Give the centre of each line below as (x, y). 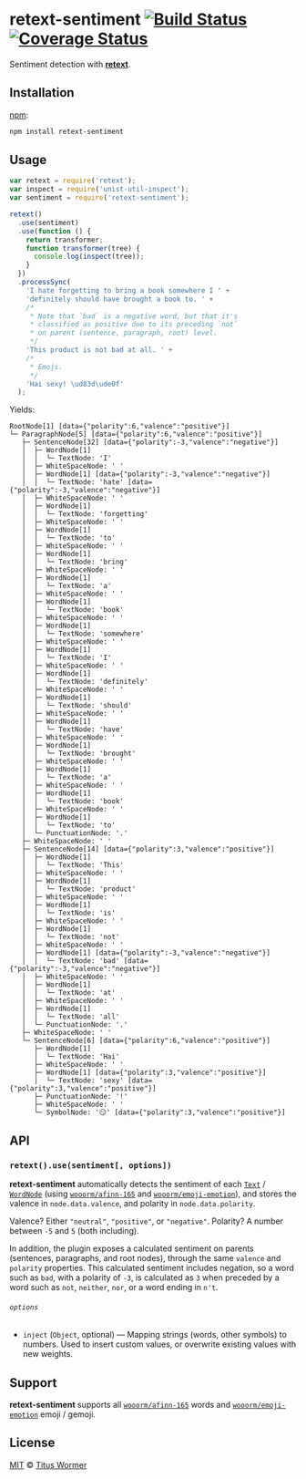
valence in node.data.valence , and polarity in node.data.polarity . (133, 1203)
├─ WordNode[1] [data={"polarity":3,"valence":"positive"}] (150, 1073)
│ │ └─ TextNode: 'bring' (75, 562)
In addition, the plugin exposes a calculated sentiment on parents (132, 1248)
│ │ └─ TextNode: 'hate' (73, 482)
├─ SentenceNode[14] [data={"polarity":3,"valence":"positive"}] (148, 849)
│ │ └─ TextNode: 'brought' (79, 754)
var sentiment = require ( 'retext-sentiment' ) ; (99, 198)
